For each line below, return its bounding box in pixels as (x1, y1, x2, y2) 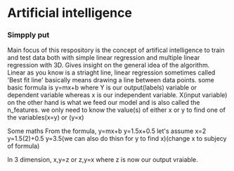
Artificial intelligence (7, 5, 132, 21)
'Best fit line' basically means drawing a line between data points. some (7, 76, 214, 84)
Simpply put (7, 30, 50, 40)
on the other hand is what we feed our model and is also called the (7, 99, 200, 107)
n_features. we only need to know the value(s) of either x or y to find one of (7, 106, 226, 114)
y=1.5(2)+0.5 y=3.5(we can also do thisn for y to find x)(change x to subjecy (7, 134, 227, 143)
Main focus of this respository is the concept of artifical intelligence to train (7, 46, 225, 54)
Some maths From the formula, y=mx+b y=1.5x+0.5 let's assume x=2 (7, 127, 207, 135)
